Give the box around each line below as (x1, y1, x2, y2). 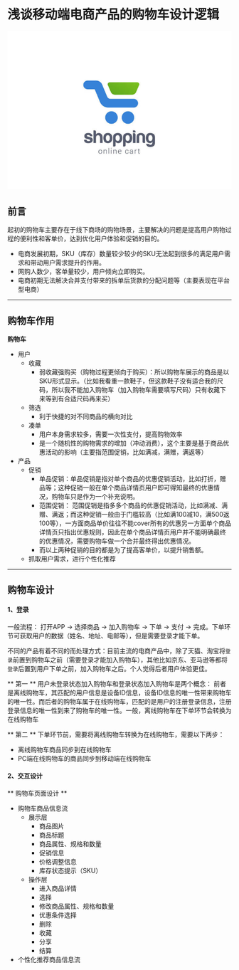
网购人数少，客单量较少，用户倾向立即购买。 (17, 268, 149, 276)
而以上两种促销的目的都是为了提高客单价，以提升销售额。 (38, 545, 208, 554)
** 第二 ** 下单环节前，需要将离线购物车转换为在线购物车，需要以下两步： (7, 730, 225, 739)
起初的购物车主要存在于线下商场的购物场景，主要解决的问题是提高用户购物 (7, 226, 225, 234)
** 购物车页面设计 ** (7, 789, 68, 797)
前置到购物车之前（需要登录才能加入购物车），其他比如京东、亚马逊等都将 (12, 655, 228, 664)
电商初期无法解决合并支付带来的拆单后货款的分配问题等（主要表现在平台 (17, 276, 230, 285)
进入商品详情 (38, 884, 77, 892)
